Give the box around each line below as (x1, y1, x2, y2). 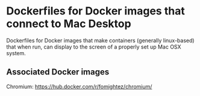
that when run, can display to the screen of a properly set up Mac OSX (6, 43, 182, 50)
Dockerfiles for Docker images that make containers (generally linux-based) (6, 37, 195, 44)
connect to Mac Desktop (6, 17, 131, 31)
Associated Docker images (6, 67, 110, 77)
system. (6, 49, 26, 56)
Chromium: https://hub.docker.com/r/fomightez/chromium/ (6, 83, 152, 90)
